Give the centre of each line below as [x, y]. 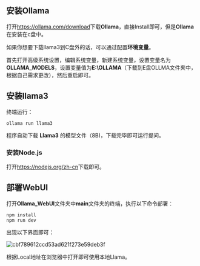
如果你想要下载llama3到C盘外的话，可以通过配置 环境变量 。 [80, 47]
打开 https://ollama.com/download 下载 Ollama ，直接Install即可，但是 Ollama [100, 27]
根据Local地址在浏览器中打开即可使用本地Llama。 [68, 257]
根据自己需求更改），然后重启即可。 [50, 75]
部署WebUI [27, 188]
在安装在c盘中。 [26, 34]
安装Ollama [28, 11]
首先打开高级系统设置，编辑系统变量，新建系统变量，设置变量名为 [88, 60]
